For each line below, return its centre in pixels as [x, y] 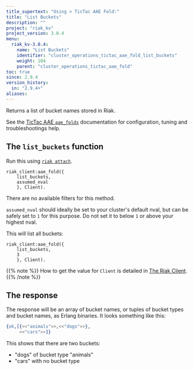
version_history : [27, 83]
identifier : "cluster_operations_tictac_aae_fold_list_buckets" [97, 55]
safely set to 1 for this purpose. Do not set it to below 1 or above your [90, 216]
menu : [13, 39]
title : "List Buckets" [34, 17]
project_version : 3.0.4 [35, 34]
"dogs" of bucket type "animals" [54, 355]
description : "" [26, 22]
